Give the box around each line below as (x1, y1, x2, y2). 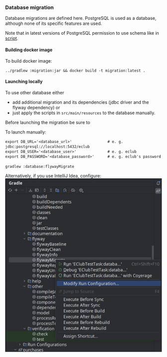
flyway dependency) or (12, 104, 61, 110)
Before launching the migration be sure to (5, 119, 90, 125)
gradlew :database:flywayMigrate (5, 164, 75, 169)
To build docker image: (5, 58, 52, 64)
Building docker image (5, 47, 53, 53)
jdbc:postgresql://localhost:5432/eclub (5, 144, 90, 149)
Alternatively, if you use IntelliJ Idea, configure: (5, 173, 101, 179)
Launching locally (5, 78, 43, 84)
